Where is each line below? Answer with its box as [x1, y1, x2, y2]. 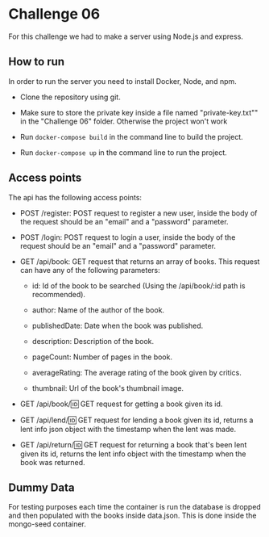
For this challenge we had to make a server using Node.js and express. [8, 31, 244, 41]
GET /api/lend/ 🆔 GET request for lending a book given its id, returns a [19, 415, 254, 425]
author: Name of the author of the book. [31, 304, 165, 315]
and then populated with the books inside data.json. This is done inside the [8, 510, 257, 521]
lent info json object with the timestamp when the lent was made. [19, 424, 236, 434]
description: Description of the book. [31, 336, 155, 346]
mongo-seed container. [8, 519, 86, 529]
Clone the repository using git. [19, 92, 121, 102]
